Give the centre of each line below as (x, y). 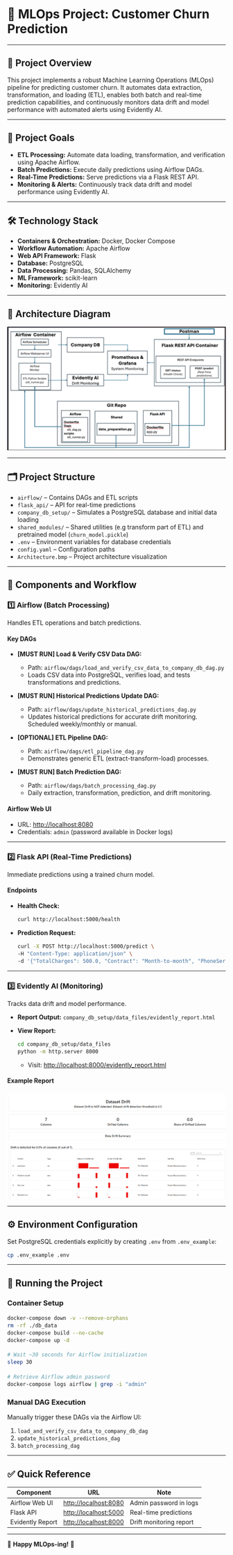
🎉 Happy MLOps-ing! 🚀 (41, 1544)
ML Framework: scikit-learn (57, 278)
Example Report (31, 1080)
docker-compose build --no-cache (55, 1333)
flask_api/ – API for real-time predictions (77, 504)
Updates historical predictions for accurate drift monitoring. (112, 717)
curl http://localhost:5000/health (69, 920)
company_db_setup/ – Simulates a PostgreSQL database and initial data (117, 512)
